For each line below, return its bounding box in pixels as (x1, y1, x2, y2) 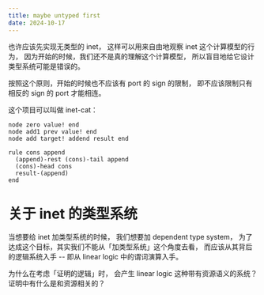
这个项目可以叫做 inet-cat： (8, 104, 99, 115)
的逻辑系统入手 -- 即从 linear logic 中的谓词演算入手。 (8, 252, 183, 262)
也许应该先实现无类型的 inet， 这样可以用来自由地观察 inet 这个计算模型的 (8, 41, 248, 51)
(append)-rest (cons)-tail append (15, 155, 129, 163)
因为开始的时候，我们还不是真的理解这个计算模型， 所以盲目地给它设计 (23, 51, 255, 61)
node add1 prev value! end (8, 127, 97, 135)
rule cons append (8, 148, 66, 157)
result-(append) (15, 169, 69, 177)
